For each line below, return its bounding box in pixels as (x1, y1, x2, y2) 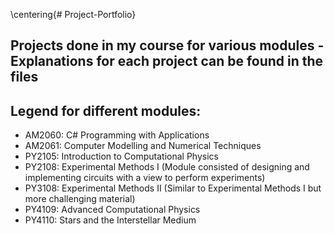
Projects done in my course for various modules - (10, 37, 325, 54)
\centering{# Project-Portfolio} (10, 9, 137, 20)
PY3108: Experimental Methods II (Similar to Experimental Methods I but (24, 182, 322, 194)
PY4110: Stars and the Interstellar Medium (24, 214, 197, 226)
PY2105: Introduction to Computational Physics (24, 150, 219, 163)
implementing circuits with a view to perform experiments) (24, 172, 266, 184)
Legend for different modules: (10, 102, 202, 119)
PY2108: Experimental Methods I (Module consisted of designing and (24, 161, 310, 173)
